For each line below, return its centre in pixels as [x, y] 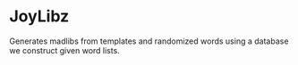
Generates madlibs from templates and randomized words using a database [149, 41]
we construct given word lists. [65, 50]
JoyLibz [39, 16]
